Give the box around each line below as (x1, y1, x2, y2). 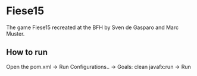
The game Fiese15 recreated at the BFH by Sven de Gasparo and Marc (6, 24, 179, 31)
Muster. (6, 30, 25, 37)
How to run (6, 47, 48, 58)
